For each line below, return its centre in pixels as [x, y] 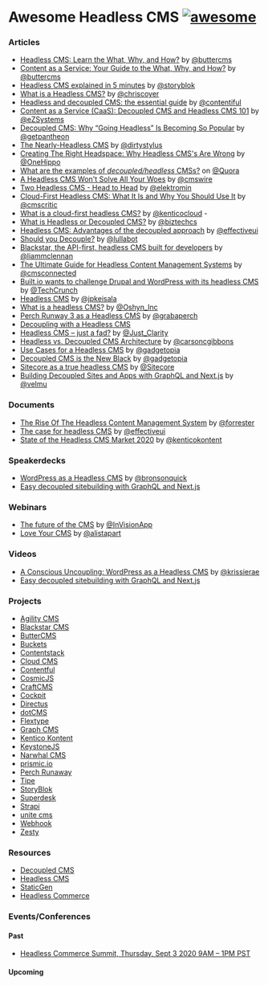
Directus [34, 704]
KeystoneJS [40, 746]
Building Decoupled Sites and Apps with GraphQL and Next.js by [127, 376]
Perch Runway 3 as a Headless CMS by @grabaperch [109, 316]
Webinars [28, 507]
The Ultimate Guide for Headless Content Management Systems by [131, 264]
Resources [30, 852]
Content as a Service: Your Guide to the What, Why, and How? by [128, 68]
